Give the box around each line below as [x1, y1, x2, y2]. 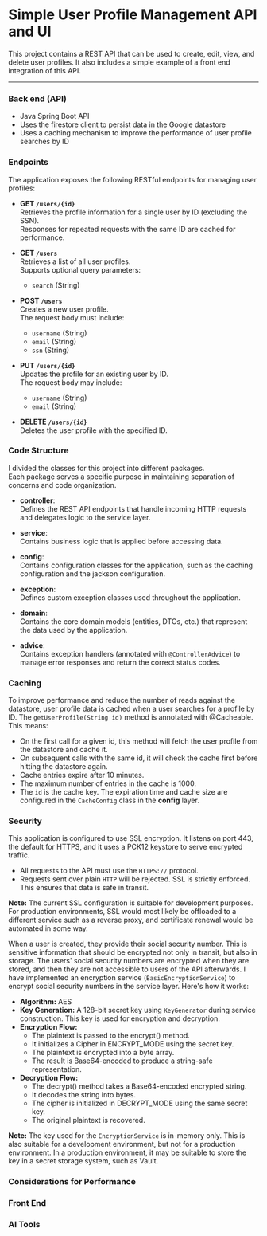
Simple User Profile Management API [8, 6, 257, 24]
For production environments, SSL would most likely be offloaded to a [8, 907, 237, 916]
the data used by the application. [19, 625, 128, 634]
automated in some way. [8, 924, 89, 933]
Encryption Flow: [19, 1022, 78, 1032]
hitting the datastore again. [19, 762, 109, 771]
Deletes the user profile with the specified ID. [19, 425, 168, 435]
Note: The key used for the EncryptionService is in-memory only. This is [8, 1131, 246, 1140]
